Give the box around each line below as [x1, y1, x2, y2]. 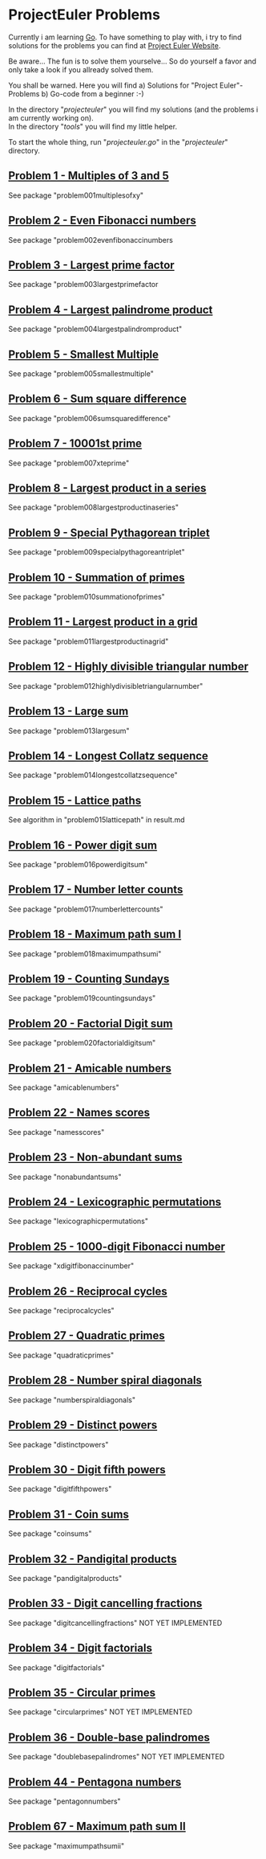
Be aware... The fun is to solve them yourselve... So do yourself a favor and [8, 56, 256, 66]
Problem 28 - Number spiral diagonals [8, 1374, 203, 1387]
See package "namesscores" [8, 1127, 105, 1136]
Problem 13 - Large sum [8, 705, 129, 719]
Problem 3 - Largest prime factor [8, 258, 175, 272]
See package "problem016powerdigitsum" [8, 859, 148, 869]
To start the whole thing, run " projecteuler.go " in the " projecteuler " [8, 137, 228, 146]
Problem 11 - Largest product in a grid [8, 615, 198, 629]
